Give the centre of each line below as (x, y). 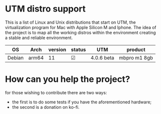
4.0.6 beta (102, 57)
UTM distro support (45, 9)
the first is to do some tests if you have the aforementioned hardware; (82, 102)
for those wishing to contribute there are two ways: (56, 92)
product (136, 49)
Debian (16, 57)
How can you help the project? (68, 79)
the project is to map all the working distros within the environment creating (80, 32)
